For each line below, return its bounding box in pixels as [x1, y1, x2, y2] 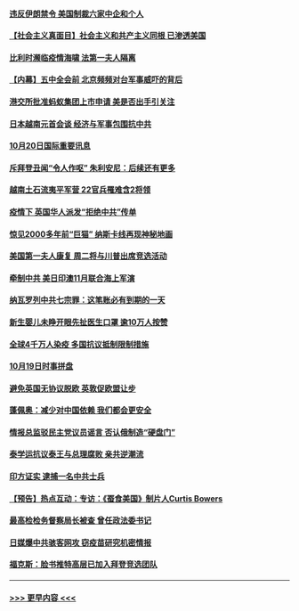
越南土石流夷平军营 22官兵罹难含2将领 [9, 184, 151, 195]
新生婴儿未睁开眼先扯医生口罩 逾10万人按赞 [9, 316, 168, 327]
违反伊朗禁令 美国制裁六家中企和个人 [9, 8, 144, 19]
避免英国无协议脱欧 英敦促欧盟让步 [9, 383, 136, 394]
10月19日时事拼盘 [9, 361, 74, 371]
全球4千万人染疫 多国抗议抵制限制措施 [9, 338, 149, 349]
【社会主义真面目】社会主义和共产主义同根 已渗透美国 [9, 30, 206, 41]
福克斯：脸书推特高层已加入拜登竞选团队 [9, 559, 158, 570]
